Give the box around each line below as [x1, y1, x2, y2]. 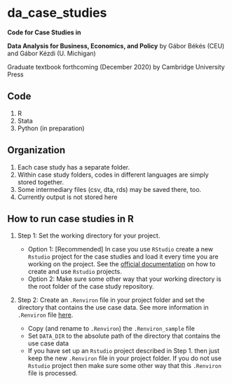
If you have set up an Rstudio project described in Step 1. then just [27, 347, 219, 355]
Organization [7, 144, 65, 156]
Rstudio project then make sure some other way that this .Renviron [27, 362, 222, 370]
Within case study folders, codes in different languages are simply [17, 170, 209, 179]
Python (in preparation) [17, 124, 86, 132]
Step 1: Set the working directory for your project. [17, 231, 161, 240]
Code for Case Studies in [7, 28, 81, 36]
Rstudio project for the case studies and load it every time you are [27, 252, 219, 261]
